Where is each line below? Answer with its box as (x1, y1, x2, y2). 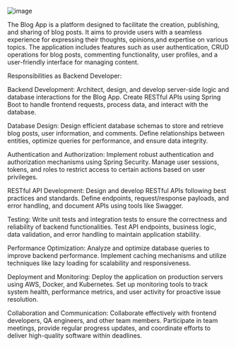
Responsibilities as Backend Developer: (7, 71, 122, 80)
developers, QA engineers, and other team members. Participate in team (7, 317, 218, 324)
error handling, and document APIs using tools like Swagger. (7, 201, 184, 210)
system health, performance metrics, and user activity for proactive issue (7, 288, 221, 296)
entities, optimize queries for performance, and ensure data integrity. (7, 136, 208, 145)
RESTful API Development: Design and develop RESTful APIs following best (7, 187, 227, 194)
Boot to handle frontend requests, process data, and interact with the (7, 100, 208, 109)
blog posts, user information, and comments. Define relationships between (7, 129, 225, 137)
